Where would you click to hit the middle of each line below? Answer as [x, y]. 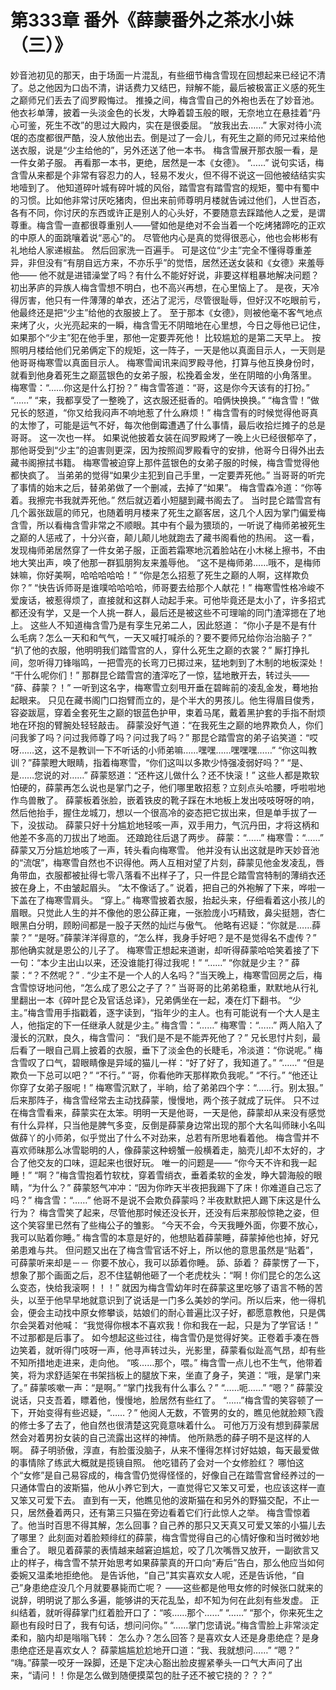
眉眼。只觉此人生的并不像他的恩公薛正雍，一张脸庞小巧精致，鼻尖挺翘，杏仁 [168, 912]
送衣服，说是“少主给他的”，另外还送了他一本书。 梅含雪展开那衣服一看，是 [164, 150]
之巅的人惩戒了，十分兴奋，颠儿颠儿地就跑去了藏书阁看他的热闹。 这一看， [165, 537]
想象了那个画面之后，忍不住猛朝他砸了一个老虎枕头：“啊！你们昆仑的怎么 [161, 1275]
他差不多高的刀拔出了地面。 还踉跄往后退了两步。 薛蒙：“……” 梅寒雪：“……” [167, 837]
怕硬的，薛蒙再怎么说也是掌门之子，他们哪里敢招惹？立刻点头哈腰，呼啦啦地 [168, 787]
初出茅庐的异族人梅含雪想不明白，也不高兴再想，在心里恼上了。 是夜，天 [160, 287]
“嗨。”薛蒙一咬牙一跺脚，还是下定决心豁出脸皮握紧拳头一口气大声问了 [152, 1662]
